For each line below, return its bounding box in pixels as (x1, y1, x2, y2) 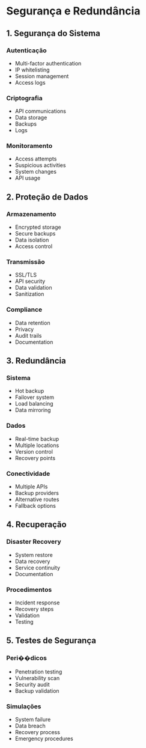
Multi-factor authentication (14, 59, 82, 67)
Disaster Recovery (6, 538, 61, 546)
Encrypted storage (14, 223, 61, 231)
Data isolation (14, 236, 49, 244)
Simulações (6, 702, 41, 710)
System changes (14, 168, 57, 175)
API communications (14, 108, 66, 115)
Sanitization (14, 290, 44, 298)
